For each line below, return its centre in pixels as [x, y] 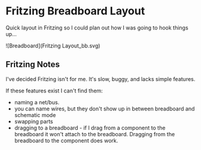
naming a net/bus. [37, 102]
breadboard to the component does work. [66, 140]
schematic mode [35, 115]
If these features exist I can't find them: [54, 91]
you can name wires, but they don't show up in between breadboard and [104, 109]
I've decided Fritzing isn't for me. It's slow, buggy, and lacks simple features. [100, 79]
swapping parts [34, 121]
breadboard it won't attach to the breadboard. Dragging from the [94, 134]
